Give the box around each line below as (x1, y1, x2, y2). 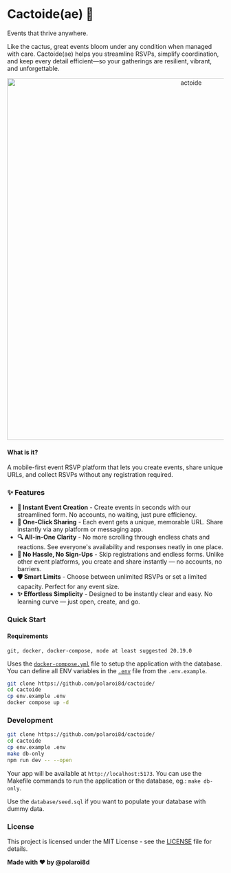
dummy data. (7, 804, 45, 812)
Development (7, 715, 54, 725)
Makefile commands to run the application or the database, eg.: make (7, 777, 201, 785)
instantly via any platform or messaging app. (16, 525, 143, 533)
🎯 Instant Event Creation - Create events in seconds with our (16, 503, 191, 512)
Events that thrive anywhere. (7, 29, 88, 37)
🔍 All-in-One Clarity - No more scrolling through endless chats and (16, 533, 210, 542)
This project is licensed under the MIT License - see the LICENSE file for (7, 837, 212, 846)
